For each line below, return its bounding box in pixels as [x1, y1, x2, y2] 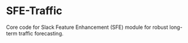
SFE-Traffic [6, 4, 63, 18]
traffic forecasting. [18, 29, 63, 37]
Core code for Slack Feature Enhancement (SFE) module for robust [6, 24, 169, 31]
